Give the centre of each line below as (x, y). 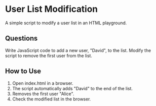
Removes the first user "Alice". (43, 94)
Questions (21, 38)
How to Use (23, 71)
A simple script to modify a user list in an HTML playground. (66, 23)
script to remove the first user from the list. (49, 55)
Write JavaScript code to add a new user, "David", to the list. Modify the (78, 50)
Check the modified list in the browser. (52, 99)
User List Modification (51, 9)
